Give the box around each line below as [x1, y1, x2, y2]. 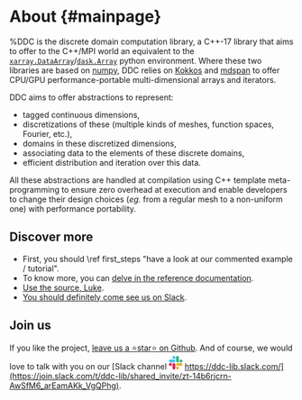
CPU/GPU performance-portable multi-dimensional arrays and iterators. [9, 74, 277, 85]
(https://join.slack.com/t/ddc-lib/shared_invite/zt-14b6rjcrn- [9, 370, 232, 381]
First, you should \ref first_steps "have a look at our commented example [22, 253, 293, 264]
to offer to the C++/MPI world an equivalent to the [9, 45, 196, 56]
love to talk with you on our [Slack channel [9, 360, 168, 371]
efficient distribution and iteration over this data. [22, 157, 201, 168]
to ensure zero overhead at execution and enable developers [61, 184, 288, 195]
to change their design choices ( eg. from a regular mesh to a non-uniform [9, 194, 284, 205]
